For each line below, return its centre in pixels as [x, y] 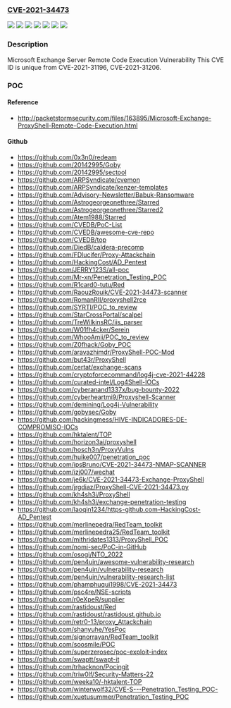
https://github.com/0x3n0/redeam [67, 157]
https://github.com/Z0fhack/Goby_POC [74, 344]
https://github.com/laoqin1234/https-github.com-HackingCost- [109, 509]
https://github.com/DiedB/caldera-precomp [81, 247]
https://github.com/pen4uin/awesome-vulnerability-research [106, 561]
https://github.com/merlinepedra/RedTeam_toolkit [90, 524]
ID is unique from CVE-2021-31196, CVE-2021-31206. [85, 67]
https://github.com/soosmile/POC [66, 644]
